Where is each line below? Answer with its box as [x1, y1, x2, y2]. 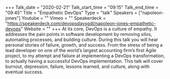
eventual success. [5, 69, 43, 75]
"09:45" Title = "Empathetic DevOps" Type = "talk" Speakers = [5, 10, 137, 16]
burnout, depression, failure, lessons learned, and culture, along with [5, 63, 150, 69]
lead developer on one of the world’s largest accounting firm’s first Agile [5, 48, 157, 53]
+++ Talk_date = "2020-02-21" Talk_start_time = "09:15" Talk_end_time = [5, 5, 159, 10]
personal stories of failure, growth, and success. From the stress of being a [5, 42, 163, 48]
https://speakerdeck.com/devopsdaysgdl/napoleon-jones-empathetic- [7, 20, 156, 26]
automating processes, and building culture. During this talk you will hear [5, 36, 158, 43]
